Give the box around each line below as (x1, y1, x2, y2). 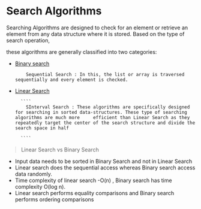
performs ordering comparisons (14, 196, 94, 203)
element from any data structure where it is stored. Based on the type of (6, 30, 185, 37)
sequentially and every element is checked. (14, 77, 128, 83)
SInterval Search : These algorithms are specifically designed (26, 104, 190, 110)
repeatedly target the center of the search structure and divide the (14, 120, 196, 126)
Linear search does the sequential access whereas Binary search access (14, 163, 196, 171)
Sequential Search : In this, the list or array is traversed (26, 71, 185, 77)
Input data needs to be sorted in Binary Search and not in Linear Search (14, 157, 193, 165)
